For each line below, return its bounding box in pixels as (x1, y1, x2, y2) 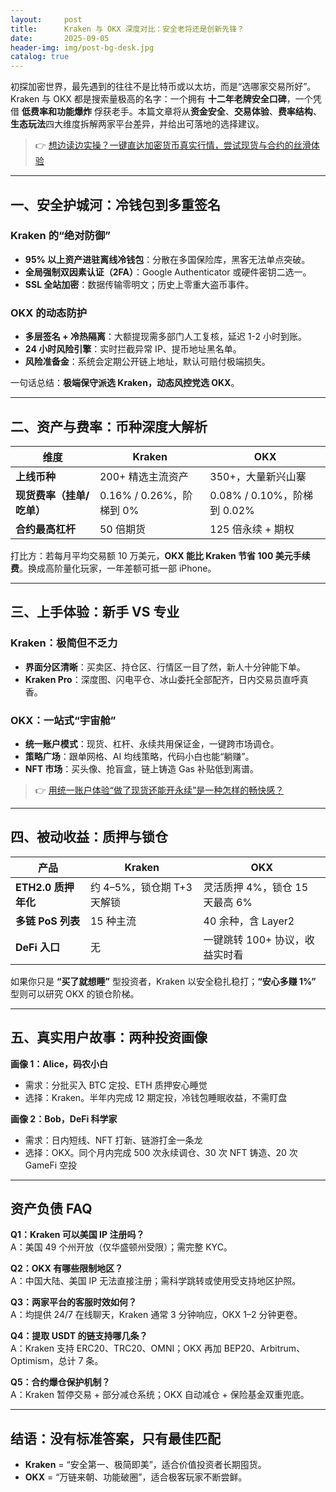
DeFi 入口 (15, 940, 61, 954)
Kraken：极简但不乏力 (10, 636, 118, 650)
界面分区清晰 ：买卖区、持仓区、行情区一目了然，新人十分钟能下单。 (24, 661, 306, 673)
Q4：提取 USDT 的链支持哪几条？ (10, 1330, 148, 1342)
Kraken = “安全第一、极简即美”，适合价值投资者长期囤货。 (24, 1459, 267, 1471)
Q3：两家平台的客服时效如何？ (10, 1296, 137, 1308)
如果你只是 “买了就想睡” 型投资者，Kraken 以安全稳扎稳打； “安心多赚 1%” (10, 975, 317, 987)
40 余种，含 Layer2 (203, 914, 295, 928)
